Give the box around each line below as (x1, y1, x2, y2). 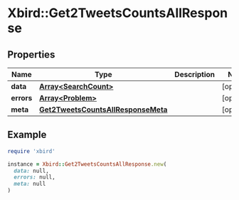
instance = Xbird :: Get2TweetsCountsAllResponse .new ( (7, 160, 167, 168)
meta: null (14, 180, 46, 188)
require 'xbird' (7, 147, 55, 154)
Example (7, 129, 47, 141)
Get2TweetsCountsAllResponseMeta (38, 105, 168, 115)
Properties (7, 48, 55, 60)
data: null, (14, 167, 50, 174)
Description (174, 70, 216, 79)
